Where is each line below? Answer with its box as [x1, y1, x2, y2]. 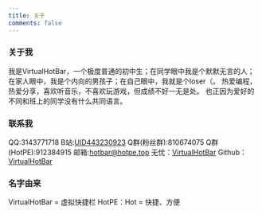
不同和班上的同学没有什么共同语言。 [8, 96, 127, 106]
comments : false [8, 19, 62, 27]
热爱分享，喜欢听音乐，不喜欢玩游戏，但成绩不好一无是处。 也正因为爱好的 [8, 86, 255, 95]
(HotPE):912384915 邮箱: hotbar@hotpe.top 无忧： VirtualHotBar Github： [8, 148, 247, 158]
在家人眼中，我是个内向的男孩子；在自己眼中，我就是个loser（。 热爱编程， [8, 76, 257, 86]
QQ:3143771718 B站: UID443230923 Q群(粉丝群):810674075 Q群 [8, 138, 219, 147]
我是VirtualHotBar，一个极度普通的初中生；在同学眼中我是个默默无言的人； [8, 66, 255, 76]
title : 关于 [8, 11, 45, 20]
